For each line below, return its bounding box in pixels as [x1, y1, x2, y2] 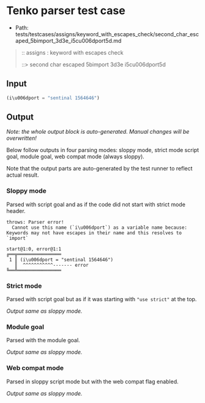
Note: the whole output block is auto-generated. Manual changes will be [6, 128, 190, 136]
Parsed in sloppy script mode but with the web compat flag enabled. [6, 378, 179, 385]
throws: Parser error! [6, 219, 64, 225]
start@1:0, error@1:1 [6, 246, 62, 252]
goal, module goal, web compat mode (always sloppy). [6, 153, 145, 160]
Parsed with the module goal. [6, 337, 81, 344]
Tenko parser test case [6, 4, 125, 18]
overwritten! [6, 134, 37, 142]
